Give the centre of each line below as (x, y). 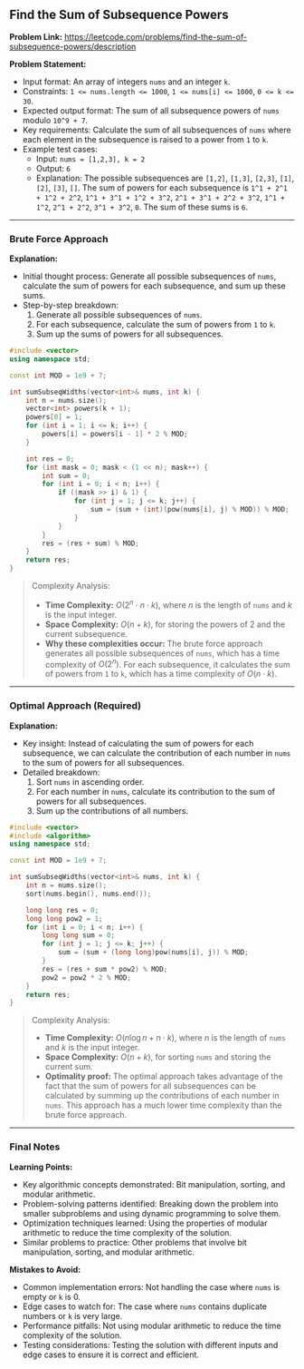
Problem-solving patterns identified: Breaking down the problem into (150, 1203)
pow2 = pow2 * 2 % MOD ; (86, 978)
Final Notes (35, 1147)
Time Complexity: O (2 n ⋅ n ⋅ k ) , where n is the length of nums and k (168, 604)
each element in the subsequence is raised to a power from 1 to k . (145, 139)
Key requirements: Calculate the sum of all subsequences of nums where (157, 130)
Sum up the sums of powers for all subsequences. (129, 334)
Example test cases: (60, 149)
